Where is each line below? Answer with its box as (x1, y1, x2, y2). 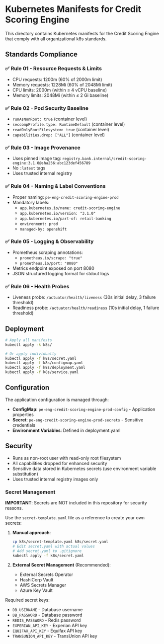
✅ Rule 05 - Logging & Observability (5, 238, 94, 245)
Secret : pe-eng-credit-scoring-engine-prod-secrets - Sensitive (12, 416, 144, 423)
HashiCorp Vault (19, 577, 54, 583)
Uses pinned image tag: (12, 156, 61, 161)
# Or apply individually (5, 351, 57, 356)
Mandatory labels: (12, 199, 50, 205)
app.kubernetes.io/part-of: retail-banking (19, 216, 112, 221)
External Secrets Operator (19, 571, 74, 577)
